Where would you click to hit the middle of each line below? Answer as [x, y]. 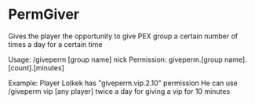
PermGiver [44, 14]
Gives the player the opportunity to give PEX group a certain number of [123, 36]
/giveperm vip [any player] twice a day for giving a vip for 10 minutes [119, 91]
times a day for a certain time [55, 44]
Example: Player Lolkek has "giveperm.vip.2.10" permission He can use [123, 83]
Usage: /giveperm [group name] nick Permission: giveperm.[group [116, 59]
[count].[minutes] [36, 67]
